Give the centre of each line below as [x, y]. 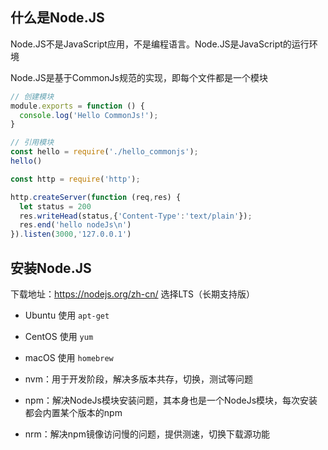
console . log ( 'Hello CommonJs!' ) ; [89, 115]
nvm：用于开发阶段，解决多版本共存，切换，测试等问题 [138, 379]
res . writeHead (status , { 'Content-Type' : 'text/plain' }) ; [136, 216]
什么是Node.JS [57, 18]
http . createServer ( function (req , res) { [96, 197]
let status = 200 [55, 206]
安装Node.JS [51, 268]
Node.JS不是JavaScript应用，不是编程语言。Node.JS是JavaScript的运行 [160, 44]
